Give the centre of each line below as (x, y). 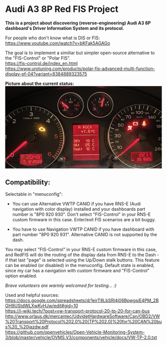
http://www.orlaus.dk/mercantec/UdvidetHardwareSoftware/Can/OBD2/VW (83, 316)
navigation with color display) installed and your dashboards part (79, 209)
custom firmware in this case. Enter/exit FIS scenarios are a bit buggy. (84, 220)
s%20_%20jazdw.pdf (27, 327)
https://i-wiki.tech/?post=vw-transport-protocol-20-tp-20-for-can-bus (78, 311)
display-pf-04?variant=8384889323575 (46, 74)
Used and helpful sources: (32, 295)
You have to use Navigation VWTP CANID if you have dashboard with (83, 229)
